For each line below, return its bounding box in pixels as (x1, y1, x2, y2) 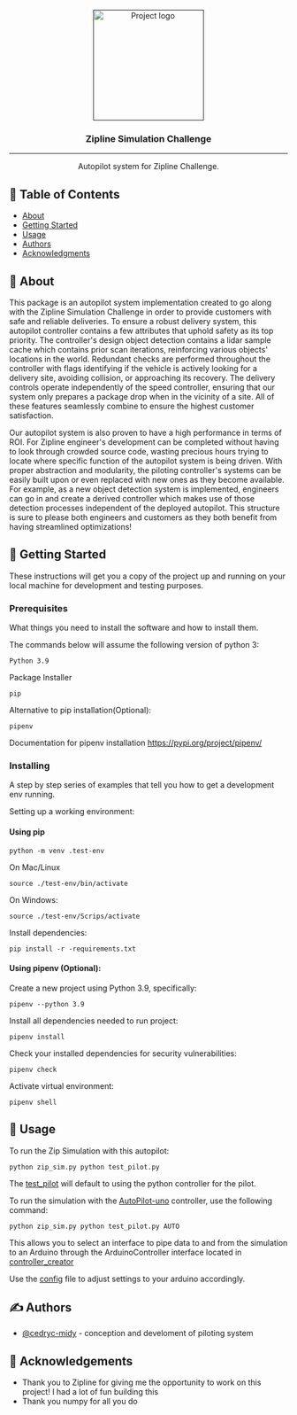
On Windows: (9, 894, 58, 905)
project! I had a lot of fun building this (21, 1387, 159, 1397)
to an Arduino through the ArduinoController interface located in (9, 1247, 242, 1257)
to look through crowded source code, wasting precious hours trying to (9, 446, 270, 456)
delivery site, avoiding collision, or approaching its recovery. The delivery (9, 372, 276, 383)
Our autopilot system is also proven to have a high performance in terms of (9, 427, 283, 438)
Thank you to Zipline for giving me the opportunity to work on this (21, 1377, 262, 1388)
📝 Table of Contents (9, 187, 120, 202)
